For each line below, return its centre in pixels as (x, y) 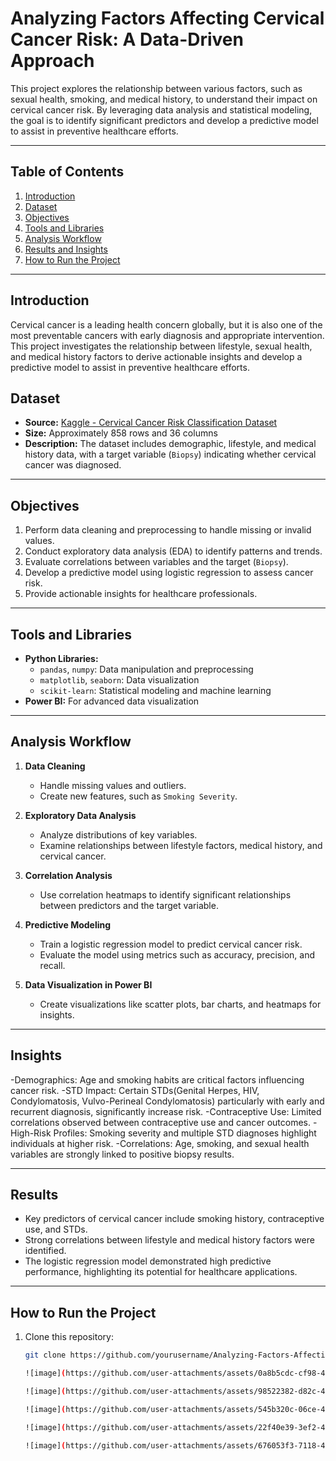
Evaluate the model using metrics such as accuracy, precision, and (177, 954)
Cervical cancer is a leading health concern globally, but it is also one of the (166, 324)
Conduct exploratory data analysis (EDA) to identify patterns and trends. (173, 551)
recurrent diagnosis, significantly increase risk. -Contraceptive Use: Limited (166, 1111)
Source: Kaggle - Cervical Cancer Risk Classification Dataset (151, 423)
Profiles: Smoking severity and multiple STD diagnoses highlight (185, 1133)
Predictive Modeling (68, 924)
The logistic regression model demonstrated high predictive (148, 1261)
